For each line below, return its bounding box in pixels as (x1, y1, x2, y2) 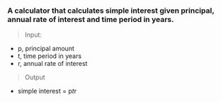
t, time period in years (17, 52, 82, 60)
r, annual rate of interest (17, 59, 88, 68)
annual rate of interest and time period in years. (7, 14, 174, 24)
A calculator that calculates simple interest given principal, (7, 6, 215, 16)
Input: (24, 30, 42, 39)
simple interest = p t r (17, 87, 76, 96)
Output (24, 73, 45, 81)
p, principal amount (17, 45, 74, 53)
